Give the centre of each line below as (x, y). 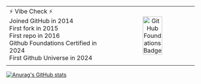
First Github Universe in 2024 (51, 58)
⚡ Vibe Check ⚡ (31, 11)
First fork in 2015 (34, 28)
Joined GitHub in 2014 (41, 21)
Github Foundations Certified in (53, 43)
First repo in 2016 (35, 36)
